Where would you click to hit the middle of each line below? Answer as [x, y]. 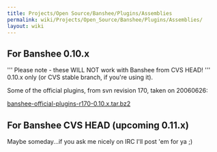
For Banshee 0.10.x [48, 54]
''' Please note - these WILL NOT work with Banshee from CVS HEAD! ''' [109, 70]
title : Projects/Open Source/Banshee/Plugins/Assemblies [90, 13]
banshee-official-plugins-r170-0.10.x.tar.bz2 [69, 104]
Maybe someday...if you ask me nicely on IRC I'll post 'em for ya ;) [100, 141]
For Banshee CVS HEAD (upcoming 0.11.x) [98, 125]
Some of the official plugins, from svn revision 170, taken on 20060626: [107, 91]
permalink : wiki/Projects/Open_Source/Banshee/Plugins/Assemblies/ [105, 20]
